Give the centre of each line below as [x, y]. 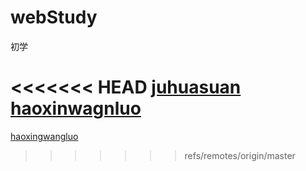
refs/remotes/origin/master [240, 155]
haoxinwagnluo [76, 108]
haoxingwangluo [44, 136]
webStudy [54, 17]
